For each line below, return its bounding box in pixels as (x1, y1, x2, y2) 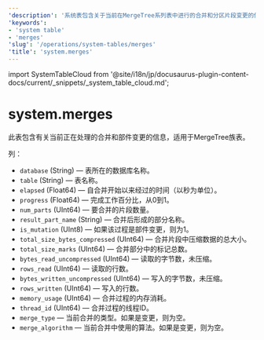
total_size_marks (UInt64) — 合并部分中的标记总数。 (19, 244, 192, 254)
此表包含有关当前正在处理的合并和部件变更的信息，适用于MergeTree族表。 (8, 132, 250, 141)
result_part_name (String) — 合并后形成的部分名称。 (19, 214, 189, 224)
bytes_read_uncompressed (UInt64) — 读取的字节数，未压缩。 (19, 254, 217, 263)
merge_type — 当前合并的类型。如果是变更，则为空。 (19, 313, 190, 322)
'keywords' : (8, 19, 47, 27)
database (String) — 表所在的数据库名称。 (19, 166, 155, 175)
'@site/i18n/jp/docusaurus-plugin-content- (110, 70, 249, 79)
